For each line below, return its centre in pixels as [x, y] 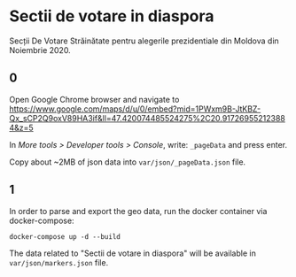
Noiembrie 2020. [40, 50]
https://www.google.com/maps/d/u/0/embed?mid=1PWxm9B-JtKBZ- [135, 109]
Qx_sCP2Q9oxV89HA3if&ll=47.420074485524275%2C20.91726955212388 [147, 118]
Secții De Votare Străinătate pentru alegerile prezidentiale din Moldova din [144, 41]
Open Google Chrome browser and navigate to [94, 99]
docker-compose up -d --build [65, 236]
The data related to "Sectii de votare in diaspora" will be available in [133, 253]
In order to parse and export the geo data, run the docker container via [138, 211]
